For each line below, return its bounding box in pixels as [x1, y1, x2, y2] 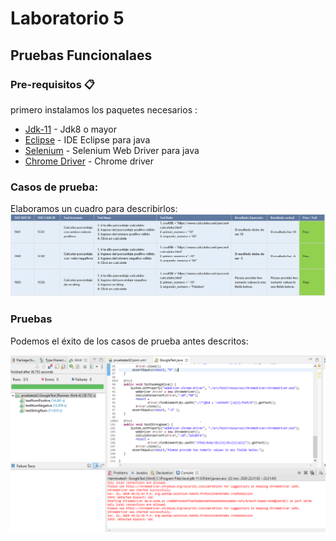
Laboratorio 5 [10, 7, 125, 30]
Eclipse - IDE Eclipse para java [24, 133, 151, 146]
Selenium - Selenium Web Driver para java [24, 144, 200, 156]
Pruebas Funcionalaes [10, 47, 153, 64]
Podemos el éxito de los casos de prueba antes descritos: [10, 335, 249, 347]
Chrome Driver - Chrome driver [24, 155, 155, 167]
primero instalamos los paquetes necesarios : [10, 103, 198, 116]
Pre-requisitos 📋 [10, 77, 95, 91]
